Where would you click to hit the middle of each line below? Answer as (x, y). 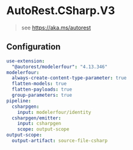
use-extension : (26, 61)
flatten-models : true (39, 84)
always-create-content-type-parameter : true (69, 78)
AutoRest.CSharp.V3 (61, 11)
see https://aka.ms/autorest (56, 28)
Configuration (34, 47)
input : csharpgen (39, 124)
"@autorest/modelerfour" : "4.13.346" (60, 67)
